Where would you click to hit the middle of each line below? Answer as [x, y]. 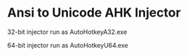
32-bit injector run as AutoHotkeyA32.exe [67, 32]
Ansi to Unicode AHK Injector [94, 13]
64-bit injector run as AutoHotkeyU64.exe [68, 45]
